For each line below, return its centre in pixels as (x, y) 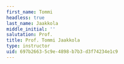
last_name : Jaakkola (33, 23)
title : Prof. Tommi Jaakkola (43, 40)
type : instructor (28, 46)
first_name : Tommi (29, 12)
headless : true (26, 18)
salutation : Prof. (29, 35)
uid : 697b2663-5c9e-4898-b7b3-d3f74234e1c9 (62, 52)
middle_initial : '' (31, 29)
